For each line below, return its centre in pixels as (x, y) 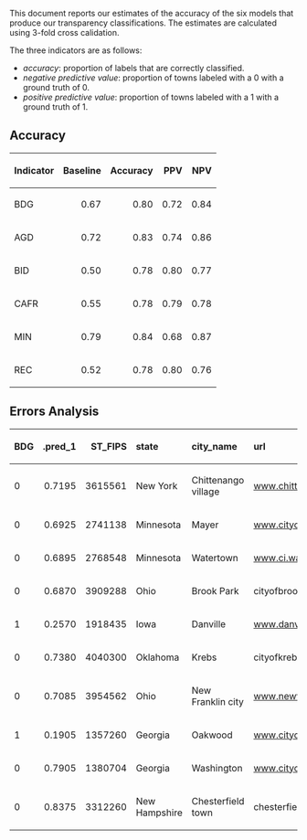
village (206, 491)
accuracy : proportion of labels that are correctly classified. (133, 68)
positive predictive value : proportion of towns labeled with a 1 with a (151, 97)
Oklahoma (158, 657)
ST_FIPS (109, 446)
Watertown (215, 558)
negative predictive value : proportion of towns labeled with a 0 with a (153, 78)
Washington (217, 768)
